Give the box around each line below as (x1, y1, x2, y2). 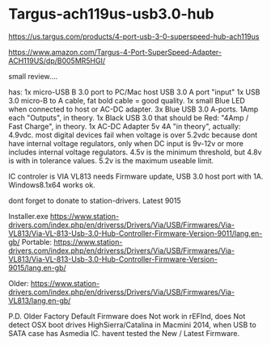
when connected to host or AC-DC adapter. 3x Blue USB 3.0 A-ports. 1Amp (8, 104, 259, 114)
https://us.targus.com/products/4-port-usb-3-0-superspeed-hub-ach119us (8, 32, 260, 41)
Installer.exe (8, 211, 49, 221)
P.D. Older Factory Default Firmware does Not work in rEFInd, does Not (8, 311, 246, 321)
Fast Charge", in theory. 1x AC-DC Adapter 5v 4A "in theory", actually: (8, 121, 241, 131)
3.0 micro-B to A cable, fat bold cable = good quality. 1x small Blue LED (8, 95, 245, 105)
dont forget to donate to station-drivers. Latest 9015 (8, 196, 181, 205)
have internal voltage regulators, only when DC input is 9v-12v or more (8, 138, 244, 148)
